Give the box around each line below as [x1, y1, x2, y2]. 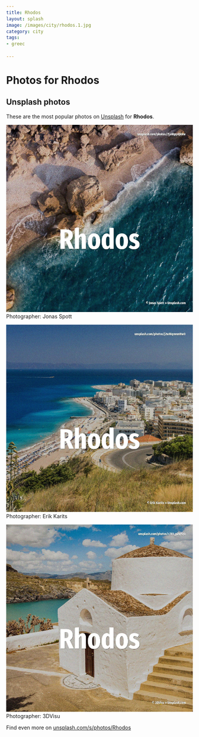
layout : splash [6, 15, 44, 22]
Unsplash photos [6, 97, 70, 107]
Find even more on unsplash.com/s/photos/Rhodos [6, 724, 131, 731]
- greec [6, 41, 25, 47]
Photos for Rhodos [6, 74, 99, 87]
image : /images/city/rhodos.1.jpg [6, 22, 92, 28]
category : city [6, 29, 44, 34]
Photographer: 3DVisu [6, 712, 60, 719]
